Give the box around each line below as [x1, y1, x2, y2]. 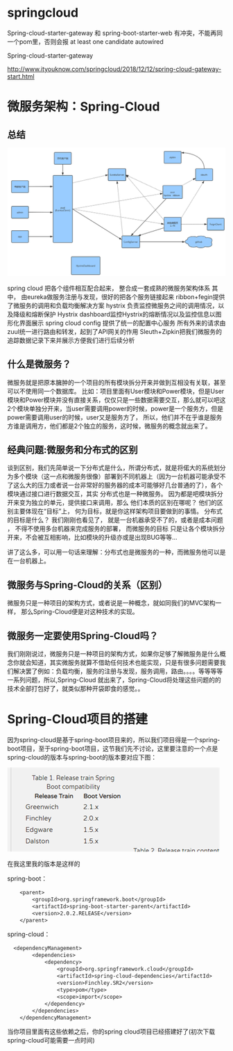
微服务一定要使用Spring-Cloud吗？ [7, 629, 158, 641]
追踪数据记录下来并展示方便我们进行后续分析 [7, 336, 135, 344]
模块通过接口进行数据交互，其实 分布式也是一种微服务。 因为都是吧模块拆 [7, 490, 217, 498]
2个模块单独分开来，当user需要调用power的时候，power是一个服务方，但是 [7, 404, 224, 412]
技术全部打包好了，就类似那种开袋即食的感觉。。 [7, 684, 144, 693]
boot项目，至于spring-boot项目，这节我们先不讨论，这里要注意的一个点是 [7, 744, 218, 753]
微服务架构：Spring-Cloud [7, 99, 160, 115]
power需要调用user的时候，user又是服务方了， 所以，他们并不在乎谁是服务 [7, 412, 223, 422]
